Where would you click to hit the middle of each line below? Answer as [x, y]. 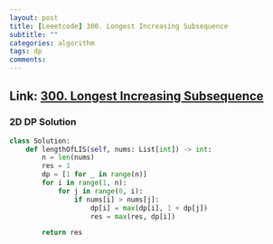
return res [62, 233]
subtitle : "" [34, 34]
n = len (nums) [68, 158]
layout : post [34, 18]
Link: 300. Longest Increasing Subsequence [136, 96]
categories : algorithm [52, 43]
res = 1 [56, 166]
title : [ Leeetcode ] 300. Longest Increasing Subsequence [119, 26]
